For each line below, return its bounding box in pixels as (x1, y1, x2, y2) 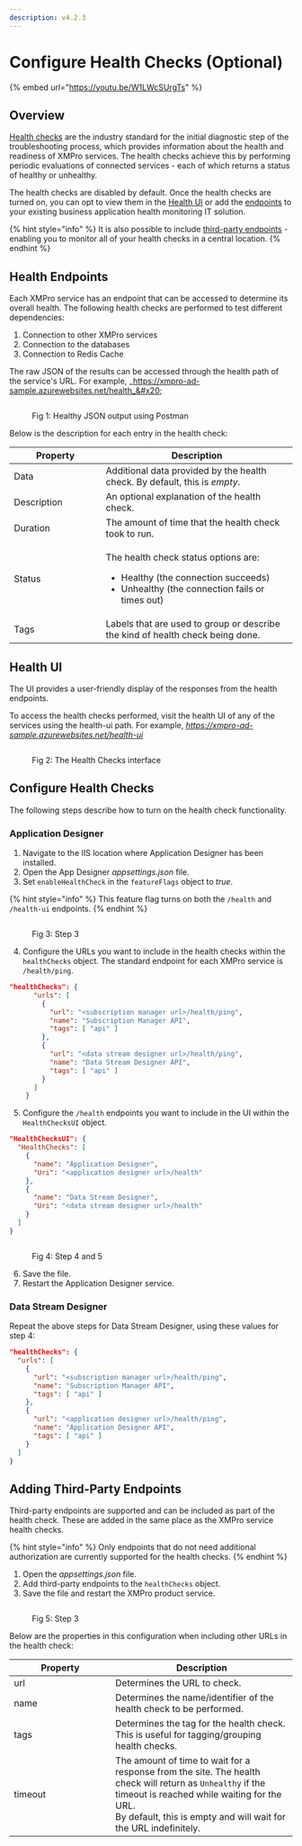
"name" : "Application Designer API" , (32, 1423, 175, 1432)
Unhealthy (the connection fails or (120, 582, 265, 595)
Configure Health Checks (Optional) (9, 51, 283, 72)
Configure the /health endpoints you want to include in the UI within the (22, 1108, 289, 1119)
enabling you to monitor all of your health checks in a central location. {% (9, 233, 281, 244)
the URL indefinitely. (115, 1822, 200, 1834)
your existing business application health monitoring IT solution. (9, 206, 246, 217)
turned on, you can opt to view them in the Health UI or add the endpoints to (9, 197, 292, 208)
